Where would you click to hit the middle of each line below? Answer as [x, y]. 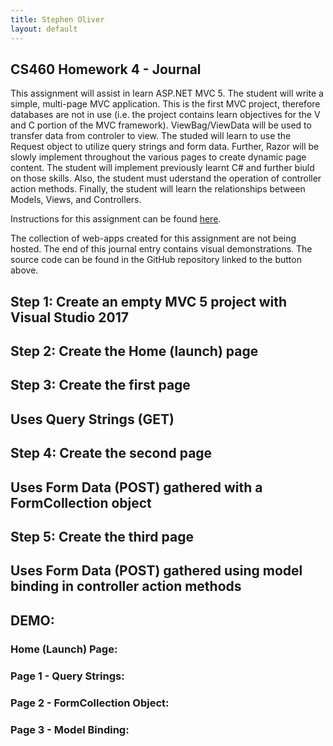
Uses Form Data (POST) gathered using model [156, 571]
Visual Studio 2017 [70, 317]
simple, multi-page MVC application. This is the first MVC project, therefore [165, 104]
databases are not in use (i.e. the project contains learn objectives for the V [165, 115]
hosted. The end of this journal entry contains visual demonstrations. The [161, 249]
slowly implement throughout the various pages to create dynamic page [158, 157]
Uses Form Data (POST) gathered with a [136, 487]
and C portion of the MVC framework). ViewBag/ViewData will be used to [161, 125]
